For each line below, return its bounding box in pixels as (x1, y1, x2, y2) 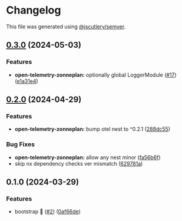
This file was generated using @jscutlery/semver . (6, 23, 126, 30)
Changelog (6, 4, 61, 17)
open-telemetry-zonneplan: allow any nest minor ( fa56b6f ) (14, 154, 161, 161)
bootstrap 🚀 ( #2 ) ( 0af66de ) (14, 208, 81, 215)
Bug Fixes (6, 140, 35, 149)
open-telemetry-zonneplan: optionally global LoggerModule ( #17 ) (14, 71, 177, 78)
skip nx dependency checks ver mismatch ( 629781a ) (14, 160, 143, 167)
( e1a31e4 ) (14, 77, 38, 84)
